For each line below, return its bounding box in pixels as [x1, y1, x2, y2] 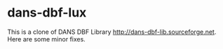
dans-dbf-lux [7, 5, 87, 21]
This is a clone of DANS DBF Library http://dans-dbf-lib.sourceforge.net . [7, 28, 217, 36]
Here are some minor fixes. [7, 35, 86, 43]
